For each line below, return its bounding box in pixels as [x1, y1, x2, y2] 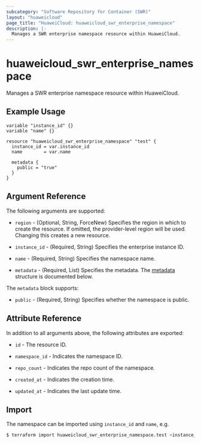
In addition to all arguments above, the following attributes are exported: [6, 329, 184, 336]
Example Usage [6, 107, 66, 117]
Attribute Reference [6, 313, 82, 324]
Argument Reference [6, 191, 86, 201]
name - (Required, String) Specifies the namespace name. [14, 255, 156, 262]
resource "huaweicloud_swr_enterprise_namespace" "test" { [6, 138, 157, 144]
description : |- [6, 25, 47, 32]
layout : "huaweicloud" [6, 14, 63, 20]
